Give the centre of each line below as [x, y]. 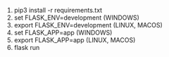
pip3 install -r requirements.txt [58, 10]
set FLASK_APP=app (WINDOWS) [63, 32]
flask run [27, 47]
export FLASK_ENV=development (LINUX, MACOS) [88, 25]
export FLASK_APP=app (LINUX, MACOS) [75, 40]
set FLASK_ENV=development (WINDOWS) [76, 18]
